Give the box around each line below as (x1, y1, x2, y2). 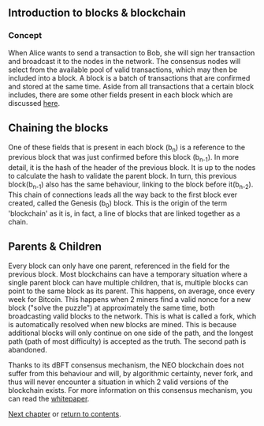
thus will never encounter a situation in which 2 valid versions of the (8, 377, 229, 386)
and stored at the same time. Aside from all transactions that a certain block (8, 81, 255, 91)
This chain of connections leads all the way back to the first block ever (8, 190, 238, 199)
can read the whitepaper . (8, 394, 90, 403)
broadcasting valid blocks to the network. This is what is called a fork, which (8, 311, 257, 321)
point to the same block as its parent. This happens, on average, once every (8, 286, 255, 296)
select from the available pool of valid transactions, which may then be (8, 65, 238, 74)
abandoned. (8, 345, 47, 354)
